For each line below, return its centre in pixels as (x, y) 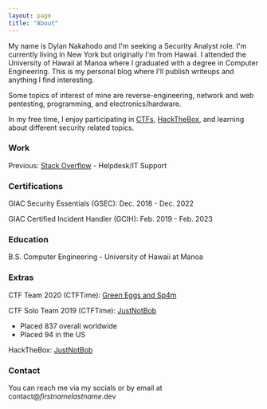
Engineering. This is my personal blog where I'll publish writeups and (121, 71)
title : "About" (33, 23)
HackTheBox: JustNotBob (51, 350)
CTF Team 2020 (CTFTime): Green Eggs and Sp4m (92, 295)
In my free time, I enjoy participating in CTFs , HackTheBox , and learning (126, 119)
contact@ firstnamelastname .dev (62, 396)
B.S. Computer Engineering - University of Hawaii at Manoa (106, 257)
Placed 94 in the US (53, 334)
